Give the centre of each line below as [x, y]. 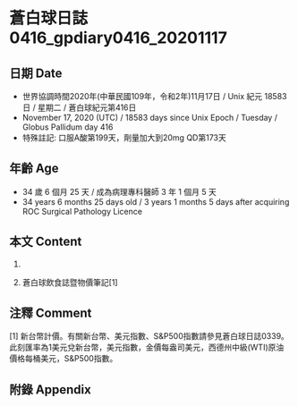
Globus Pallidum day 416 [68, 127]
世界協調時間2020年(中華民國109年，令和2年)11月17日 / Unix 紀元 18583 [154, 96]
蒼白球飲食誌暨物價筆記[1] [70, 282]
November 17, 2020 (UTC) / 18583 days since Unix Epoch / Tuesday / [149, 118]
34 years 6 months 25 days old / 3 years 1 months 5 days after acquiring [156, 201]
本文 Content [46, 242]
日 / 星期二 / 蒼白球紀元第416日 [79, 107]
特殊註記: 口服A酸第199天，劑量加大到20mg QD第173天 [124, 138]
